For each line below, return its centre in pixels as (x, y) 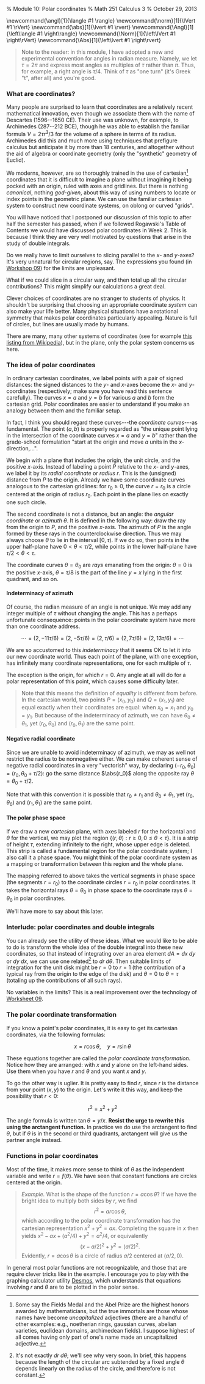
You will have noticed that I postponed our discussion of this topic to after (99, 217)
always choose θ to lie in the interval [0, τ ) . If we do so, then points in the (98, 540)
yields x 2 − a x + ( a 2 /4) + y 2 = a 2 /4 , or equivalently (85, 1235)
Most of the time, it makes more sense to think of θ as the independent (95, 1169)
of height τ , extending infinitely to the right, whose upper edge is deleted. (99, 844)
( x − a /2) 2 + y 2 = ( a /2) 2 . (110, 1246)
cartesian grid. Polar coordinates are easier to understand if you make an (98, 404)
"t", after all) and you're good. (59, 78)
